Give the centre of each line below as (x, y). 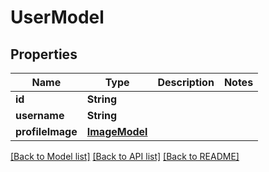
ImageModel (117, 131)
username (40, 115)
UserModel (57, 17)
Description (186, 82)
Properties (44, 54)
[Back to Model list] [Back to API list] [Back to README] (125, 156)
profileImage (46, 131)
